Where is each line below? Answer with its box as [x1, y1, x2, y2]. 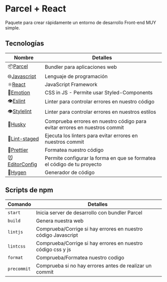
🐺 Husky [7, 121, 26, 128]
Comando [7, 201, 31, 208]
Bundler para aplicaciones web [44, 63, 117, 70]
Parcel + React [5, 3, 66, 14]
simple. [5, 24, 20, 30]
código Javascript [36, 232, 78, 239]
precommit [7, 266, 31, 272]
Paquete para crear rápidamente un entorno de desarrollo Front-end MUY [5, 19, 157, 25]
